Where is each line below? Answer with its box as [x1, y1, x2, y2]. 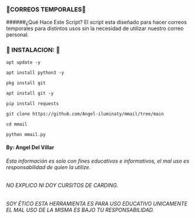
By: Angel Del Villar [6, 144, 55, 151]
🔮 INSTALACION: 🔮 [6, 46, 60, 54]
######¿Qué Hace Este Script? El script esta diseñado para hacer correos [6, 19, 187, 26]
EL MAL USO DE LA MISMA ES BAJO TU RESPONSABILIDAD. [6, 206, 154, 213]
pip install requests [6, 100, 59, 107]
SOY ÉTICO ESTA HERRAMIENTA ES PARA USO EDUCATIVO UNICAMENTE [6, 200, 188, 207]
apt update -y [6, 59, 41, 65]
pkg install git [6, 80, 46, 86]
